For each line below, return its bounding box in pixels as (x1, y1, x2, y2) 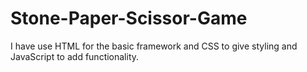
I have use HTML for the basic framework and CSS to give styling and (10, 40, 298, 52)
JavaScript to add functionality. (10, 50, 140, 62)
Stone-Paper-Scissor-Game (10, 7, 248, 30)
